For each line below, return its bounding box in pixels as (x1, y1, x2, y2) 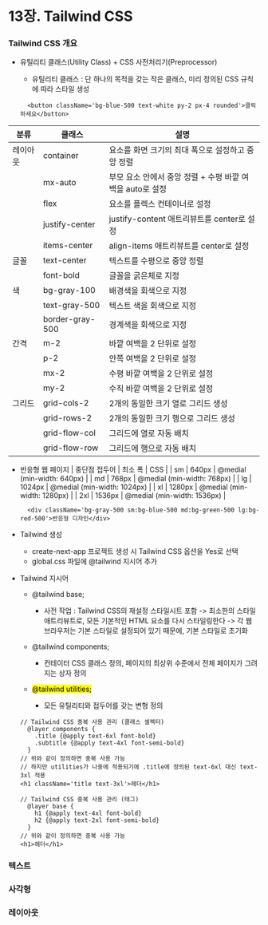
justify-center (42, 219, 96, 230)
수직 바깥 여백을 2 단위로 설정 (108, 383, 214, 394)
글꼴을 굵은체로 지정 (108, 271, 180, 282)
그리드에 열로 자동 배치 (108, 428, 190, 439)
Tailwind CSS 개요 (8, 38, 78, 49)
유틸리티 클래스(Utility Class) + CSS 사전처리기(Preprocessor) (19, 57, 218, 67)
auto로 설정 (125, 184, 167, 195)
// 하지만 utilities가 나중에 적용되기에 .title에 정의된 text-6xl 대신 (19, 763, 237, 771)
